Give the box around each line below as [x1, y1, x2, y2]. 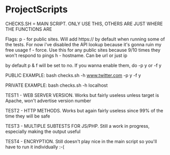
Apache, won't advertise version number [5, 98, 91, 104]
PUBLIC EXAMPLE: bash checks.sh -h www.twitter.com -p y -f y [5, 72, 141, 78]
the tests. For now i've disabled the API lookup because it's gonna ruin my [5, 41, 162, 47]
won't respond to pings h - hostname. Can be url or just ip [5, 52, 128, 59]
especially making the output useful [5, 128, 81, 134]
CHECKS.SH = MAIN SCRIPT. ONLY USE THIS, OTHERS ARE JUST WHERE [5, 21, 163, 27]
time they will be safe [5, 113, 50, 119]
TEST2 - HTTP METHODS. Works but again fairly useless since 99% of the [5, 107, 163, 113]
